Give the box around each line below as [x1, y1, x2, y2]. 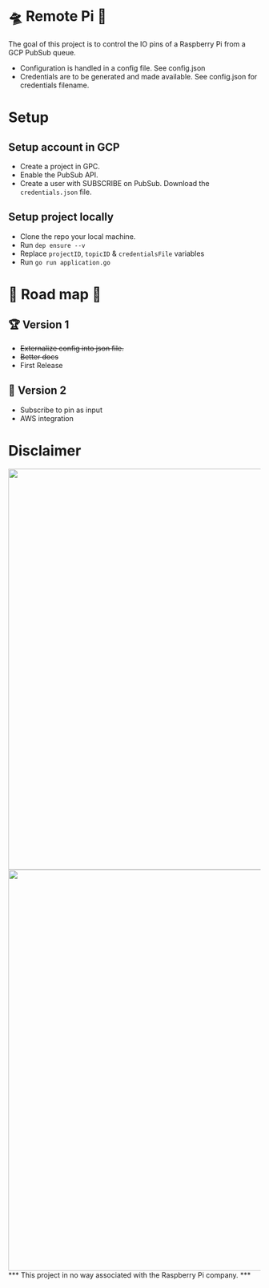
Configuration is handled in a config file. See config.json [19, 63, 206, 73]
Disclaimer [8, 441, 82, 460]
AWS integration [19, 413, 74, 423]
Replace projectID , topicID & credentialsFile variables [19, 249, 205, 258]
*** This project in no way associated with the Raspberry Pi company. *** [8, 1270, 251, 1280]
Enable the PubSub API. [19, 170, 98, 180]
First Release [19, 360, 63, 370]
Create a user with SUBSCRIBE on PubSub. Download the [19, 178, 210, 188]
